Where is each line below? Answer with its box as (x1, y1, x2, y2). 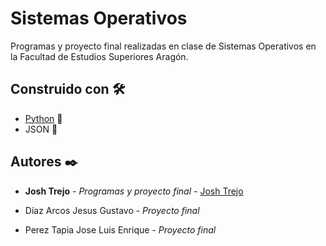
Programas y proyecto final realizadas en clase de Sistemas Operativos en (10, 40, 317, 52)
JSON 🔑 (24, 123, 58, 135)
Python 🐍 (24, 112, 63, 124)
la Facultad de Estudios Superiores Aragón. (10, 50, 189, 62)
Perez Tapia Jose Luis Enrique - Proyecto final (24, 223, 217, 236)
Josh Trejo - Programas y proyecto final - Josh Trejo (24, 185, 244, 197)
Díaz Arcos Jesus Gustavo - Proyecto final (24, 204, 200, 216)
